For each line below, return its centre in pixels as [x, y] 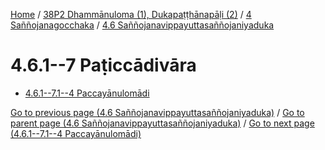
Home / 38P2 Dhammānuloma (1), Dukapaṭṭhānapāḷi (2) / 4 [131, 14]
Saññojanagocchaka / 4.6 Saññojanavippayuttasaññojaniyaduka [142, 25]
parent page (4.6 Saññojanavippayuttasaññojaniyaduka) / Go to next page [162, 123]
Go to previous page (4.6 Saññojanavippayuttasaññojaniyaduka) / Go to [157, 112]
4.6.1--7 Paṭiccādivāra [103, 65]
